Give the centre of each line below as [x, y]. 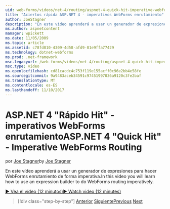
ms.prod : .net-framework [31, 57]
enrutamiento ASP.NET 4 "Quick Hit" [83, 136]
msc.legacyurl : [21, 62]
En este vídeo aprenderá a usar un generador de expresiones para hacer [81, 171]
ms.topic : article [25, 43]
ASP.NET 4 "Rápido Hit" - [60, 115]
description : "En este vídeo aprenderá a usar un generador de [73, 24]
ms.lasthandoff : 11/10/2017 [35, 90]
